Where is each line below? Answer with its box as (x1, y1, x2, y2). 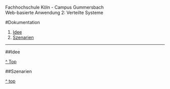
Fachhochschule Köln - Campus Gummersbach (5, 5, 104, 10)
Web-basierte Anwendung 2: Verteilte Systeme (5, 10, 104, 16)
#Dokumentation (5, 20, 40, 25)
